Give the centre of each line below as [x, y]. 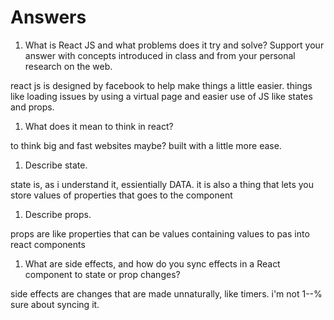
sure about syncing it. [55, 304]
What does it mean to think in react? [99, 126]
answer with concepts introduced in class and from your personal [160, 55]
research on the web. [68, 66]
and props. [32, 107]
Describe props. [58, 214]
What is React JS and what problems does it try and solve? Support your [174, 45]
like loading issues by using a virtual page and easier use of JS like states [161, 96]
